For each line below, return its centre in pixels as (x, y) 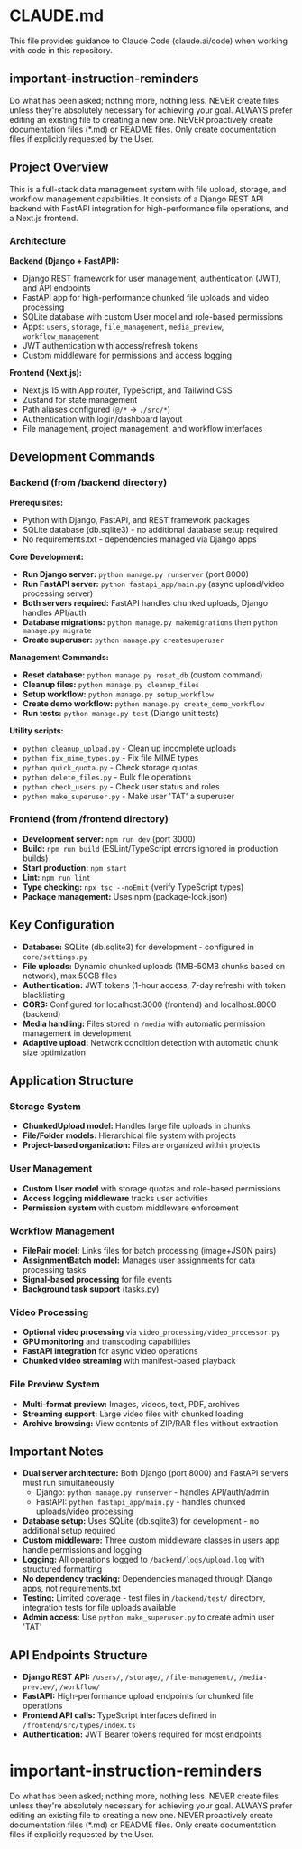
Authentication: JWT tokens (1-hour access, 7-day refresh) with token (154, 985)
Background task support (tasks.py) (91, 1289)
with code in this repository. (61, 50)
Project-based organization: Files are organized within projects (141, 1145)
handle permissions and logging (82, 1550)
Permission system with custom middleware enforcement (130, 1208)
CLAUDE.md (57, 16)
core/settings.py (55, 957)
